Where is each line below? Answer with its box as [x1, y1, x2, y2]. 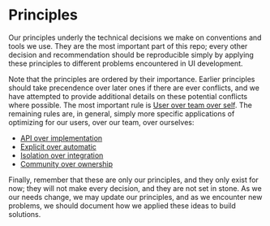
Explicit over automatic [19, 141, 97, 151]
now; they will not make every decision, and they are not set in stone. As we [8, 183, 262, 193]
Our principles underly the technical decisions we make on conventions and [8, 33, 262, 42]
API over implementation [19, 133, 103, 143]
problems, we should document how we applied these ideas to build [8, 201, 237, 211]
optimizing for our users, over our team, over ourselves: [8, 117, 195, 127]
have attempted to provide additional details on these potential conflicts [8, 91, 248, 101]
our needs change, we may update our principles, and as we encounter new [8, 192, 263, 202]
